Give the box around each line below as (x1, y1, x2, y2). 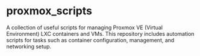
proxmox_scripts (6, 4, 92, 18)
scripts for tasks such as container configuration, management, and (6, 36, 175, 43)
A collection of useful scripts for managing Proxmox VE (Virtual (6, 24, 163, 31)
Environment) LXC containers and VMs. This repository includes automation (6, 30, 195, 37)
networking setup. (6, 43, 52, 50)
